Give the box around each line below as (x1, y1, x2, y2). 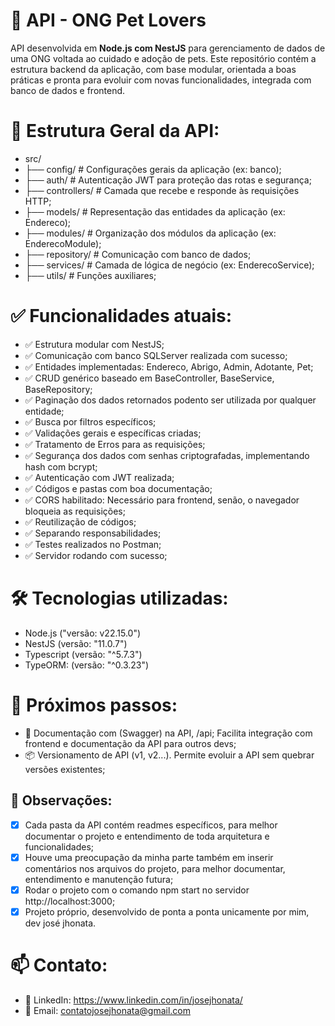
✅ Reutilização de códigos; (24, 515, 137, 528)
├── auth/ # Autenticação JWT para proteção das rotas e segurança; (24, 174, 312, 186)
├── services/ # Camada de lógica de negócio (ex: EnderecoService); (24, 259, 315, 271)
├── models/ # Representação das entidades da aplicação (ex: (24, 205, 286, 218)
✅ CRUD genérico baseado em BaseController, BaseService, (24, 372, 275, 384)
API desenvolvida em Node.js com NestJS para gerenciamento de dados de (10, 42, 326, 54)
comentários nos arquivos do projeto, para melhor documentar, (24, 862, 286, 874)
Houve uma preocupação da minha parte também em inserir (24, 851, 274, 863)
